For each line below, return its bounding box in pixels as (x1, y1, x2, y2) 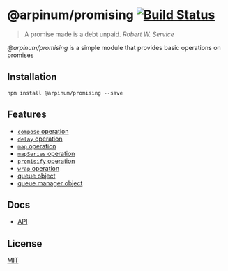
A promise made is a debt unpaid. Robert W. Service (24, 30, 174, 38)
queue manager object (17, 178, 83, 187)
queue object (17, 171, 56, 180)
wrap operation (17, 164, 60, 172)
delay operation (17, 134, 63, 143)
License (7, 238, 43, 249)
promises (7, 51, 34, 59)
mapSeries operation (17, 149, 75, 157)
